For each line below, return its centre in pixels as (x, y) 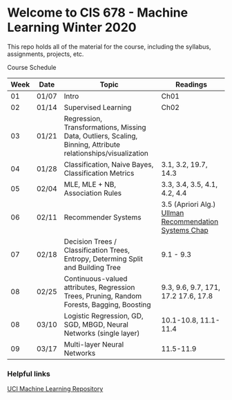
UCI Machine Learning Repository (55, 389)
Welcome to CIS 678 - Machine (98, 13)
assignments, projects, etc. (46, 54)
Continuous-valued (96, 278)
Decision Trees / (90, 242)
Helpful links (29, 374)
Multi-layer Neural (94, 344)
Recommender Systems (103, 217)
